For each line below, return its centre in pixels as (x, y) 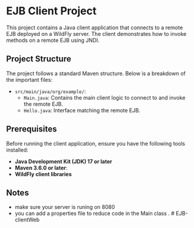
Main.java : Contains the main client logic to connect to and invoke (104, 97)
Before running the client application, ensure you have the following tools (96, 143)
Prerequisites (32, 129)
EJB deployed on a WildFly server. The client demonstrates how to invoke (96, 33)
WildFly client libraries (43, 174)
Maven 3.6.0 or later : (41, 168)
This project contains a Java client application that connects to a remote (95, 27)
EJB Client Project (51, 11)
